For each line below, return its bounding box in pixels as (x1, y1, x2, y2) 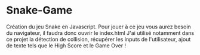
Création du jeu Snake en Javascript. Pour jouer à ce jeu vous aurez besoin (6, 23, 191, 30)
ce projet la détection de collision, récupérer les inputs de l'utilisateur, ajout (6, 35, 191, 43)
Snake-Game (6, 4, 73, 17)
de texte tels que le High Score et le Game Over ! (6, 42, 127, 49)
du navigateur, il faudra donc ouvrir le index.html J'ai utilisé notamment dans (6, 29, 195, 36)
